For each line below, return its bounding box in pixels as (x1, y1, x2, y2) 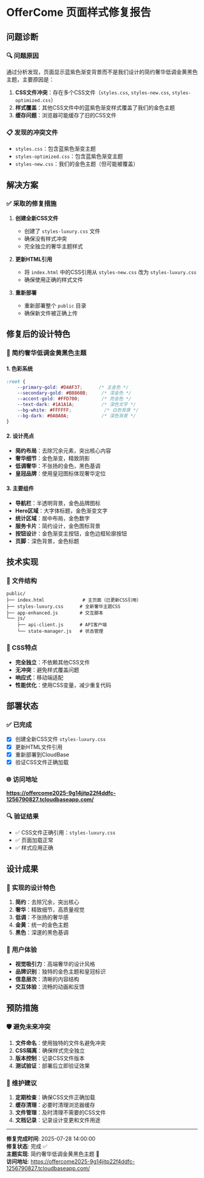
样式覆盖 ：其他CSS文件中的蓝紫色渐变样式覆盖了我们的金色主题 (15, 104, 175, 111)
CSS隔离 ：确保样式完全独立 (15, 1047, 85, 1054)
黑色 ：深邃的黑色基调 (15, 928, 69, 936)
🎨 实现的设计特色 (6, 883, 56, 892)
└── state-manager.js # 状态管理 (17, 629, 104, 635)
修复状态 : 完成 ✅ (6, 1143, 47, 1150)
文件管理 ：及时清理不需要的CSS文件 (15, 1109, 106, 1116)
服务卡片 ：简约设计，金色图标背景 (15, 522, 101, 529)
